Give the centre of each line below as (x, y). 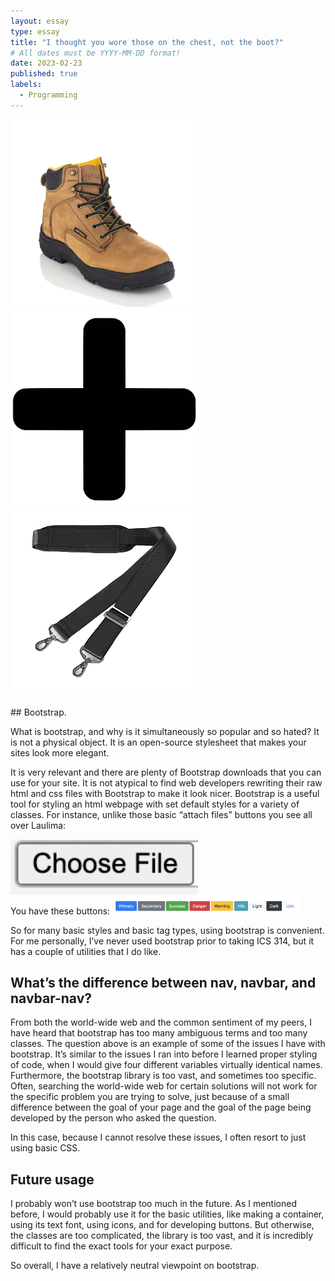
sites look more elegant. (60, 753)
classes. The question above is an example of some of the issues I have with (168, 1044)
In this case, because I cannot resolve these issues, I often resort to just (158, 1137)
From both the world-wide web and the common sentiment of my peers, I (161, 1022)
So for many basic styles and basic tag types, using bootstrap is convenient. (167, 930)
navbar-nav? (51, 998)
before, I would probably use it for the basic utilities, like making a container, (167, 1214)
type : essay (35, 31)
